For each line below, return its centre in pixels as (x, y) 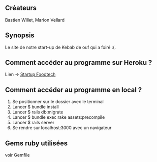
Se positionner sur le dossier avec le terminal (58, 102)
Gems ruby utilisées (36, 143)
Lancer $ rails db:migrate (38, 112)
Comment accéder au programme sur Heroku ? (79, 63)
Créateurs (21, 8)
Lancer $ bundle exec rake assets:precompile (58, 117)
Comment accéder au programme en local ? (73, 90)
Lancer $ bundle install (35, 107)
